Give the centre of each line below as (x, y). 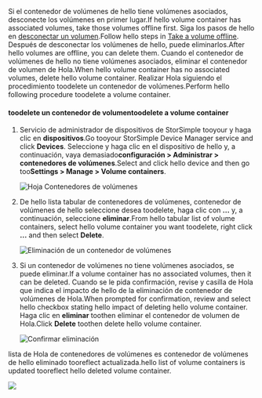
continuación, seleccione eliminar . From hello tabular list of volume (127, 219)
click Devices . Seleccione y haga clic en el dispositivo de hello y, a (127, 147)
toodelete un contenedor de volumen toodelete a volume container (118, 112)
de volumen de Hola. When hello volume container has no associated (119, 69)
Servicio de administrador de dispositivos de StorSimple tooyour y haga (135, 130)
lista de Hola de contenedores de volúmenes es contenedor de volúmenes (128, 354)
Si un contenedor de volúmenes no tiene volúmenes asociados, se (127, 266)
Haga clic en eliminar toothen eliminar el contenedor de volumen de (129, 316)
